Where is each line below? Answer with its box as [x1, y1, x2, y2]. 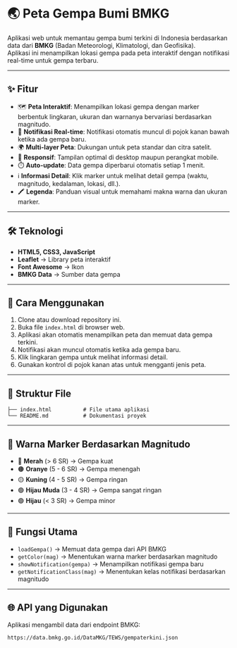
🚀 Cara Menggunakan [7, 297, 104, 309]
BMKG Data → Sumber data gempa [17, 270, 121, 278]
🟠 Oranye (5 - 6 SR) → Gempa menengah [17, 465, 141, 473]
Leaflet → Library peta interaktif [17, 255, 111, 263]
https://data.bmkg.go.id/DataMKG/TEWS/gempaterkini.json [7, 634, 178, 641]
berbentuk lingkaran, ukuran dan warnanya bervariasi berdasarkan [17, 112, 212, 120]
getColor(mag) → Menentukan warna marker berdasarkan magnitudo [17, 552, 218, 561]
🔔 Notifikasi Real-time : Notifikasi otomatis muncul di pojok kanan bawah [17, 127, 229, 136]
